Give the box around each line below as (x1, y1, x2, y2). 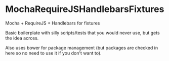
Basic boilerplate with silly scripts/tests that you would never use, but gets (5, 29, 160, 35)
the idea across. (5, 35, 39, 41)
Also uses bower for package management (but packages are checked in (5, 44, 158, 50)
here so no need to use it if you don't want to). (5, 50, 102, 56)
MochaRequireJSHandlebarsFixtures (5, 3, 164, 15)
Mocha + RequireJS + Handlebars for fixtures (5, 20, 100, 26)
